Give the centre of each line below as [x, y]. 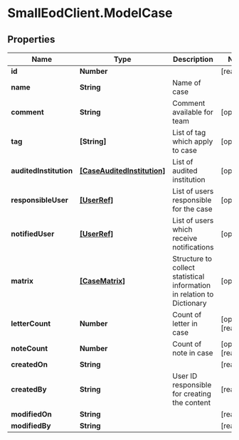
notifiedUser [33, 234]
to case [185, 150]
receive [185, 238]
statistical [188, 277]
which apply [193, 141]
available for [193, 112]
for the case [192, 209]
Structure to [192, 259]
